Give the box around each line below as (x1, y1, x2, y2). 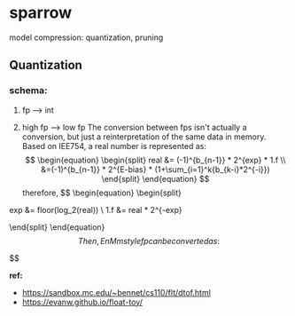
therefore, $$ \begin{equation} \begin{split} (21, 187, 182, 198)
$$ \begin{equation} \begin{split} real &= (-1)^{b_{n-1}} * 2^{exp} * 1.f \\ (25, 154, 286, 165)
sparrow (9, 3, 73, 23)
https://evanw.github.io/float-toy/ (21, 296, 144, 307)
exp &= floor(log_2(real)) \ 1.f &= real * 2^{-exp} (9, 204, 183, 215)
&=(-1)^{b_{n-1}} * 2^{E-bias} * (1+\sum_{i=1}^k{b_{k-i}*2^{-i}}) (41, 163, 270, 175)
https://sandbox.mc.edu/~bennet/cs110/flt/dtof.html (21, 287, 211, 297)
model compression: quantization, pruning (9, 32, 164, 43)
